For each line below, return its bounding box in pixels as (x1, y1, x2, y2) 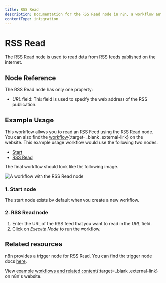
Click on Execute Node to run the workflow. (12, 226, 101, 232)
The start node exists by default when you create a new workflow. (5, 197, 140, 203)
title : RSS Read (5, 7, 39, 12)
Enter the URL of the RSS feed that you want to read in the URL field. (12, 220, 152, 226)
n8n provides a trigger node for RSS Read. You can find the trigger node (5, 253, 152, 259)
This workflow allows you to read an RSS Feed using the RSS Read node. (5, 129, 154, 135)
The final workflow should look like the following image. (5, 163, 119, 169)
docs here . (5, 258, 27, 264)
